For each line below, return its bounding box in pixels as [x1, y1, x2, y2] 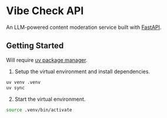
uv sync [6, 84, 25, 91]
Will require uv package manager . [6, 56, 88, 63]
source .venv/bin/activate [6, 107, 72, 113]
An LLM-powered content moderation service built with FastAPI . [6, 24, 162, 31]
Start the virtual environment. [14, 96, 86, 103]
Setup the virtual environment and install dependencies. [14, 68, 151, 75]
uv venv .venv [6, 79, 41, 85]
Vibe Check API [6, 4, 84, 18]
